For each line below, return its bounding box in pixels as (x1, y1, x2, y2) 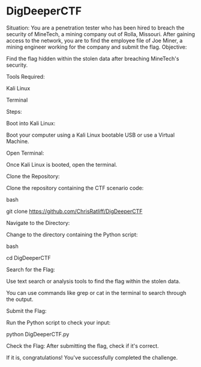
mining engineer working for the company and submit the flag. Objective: (6, 43, 187, 51)
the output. (6, 295, 34, 303)
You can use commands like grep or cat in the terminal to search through (6, 289, 187, 296)
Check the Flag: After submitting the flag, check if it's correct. (6, 342, 159, 350)
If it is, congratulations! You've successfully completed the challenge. (6, 354, 178, 361)
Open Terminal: (6, 149, 44, 156)
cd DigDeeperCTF (6, 254, 51, 261)
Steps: (6, 108, 22, 115)
